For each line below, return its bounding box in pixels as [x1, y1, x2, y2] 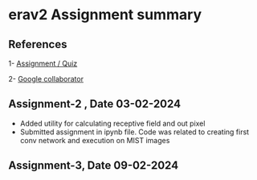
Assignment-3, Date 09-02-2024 [8, 158, 179, 173]
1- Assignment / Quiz [8, 58, 78, 68]
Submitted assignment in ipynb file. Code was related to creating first [19, 126, 250, 137]
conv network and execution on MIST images [19, 135, 170, 145]
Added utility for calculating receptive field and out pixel [19, 118, 206, 128]
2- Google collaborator [8, 74, 84, 83]
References [8, 38, 67, 51]
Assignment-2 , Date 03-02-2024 [8, 98, 182, 111]
